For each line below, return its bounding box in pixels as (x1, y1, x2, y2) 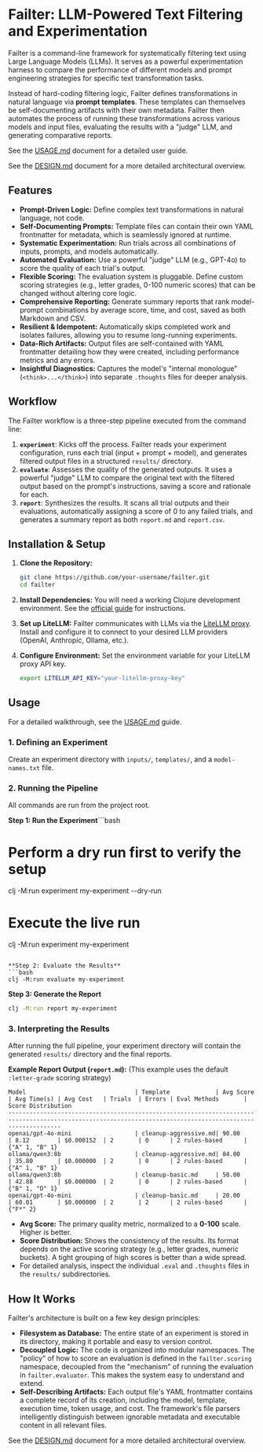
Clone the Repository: (19, 558, 93, 568)
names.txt (8, 765, 41, 772)
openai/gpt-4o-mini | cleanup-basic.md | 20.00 (8, 1191, 241, 1200)
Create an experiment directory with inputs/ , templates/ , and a (8, 754, 213, 765)
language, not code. (19, 213, 85, 222)
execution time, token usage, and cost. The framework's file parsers (19, 1404, 241, 1413)
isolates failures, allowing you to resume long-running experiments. (19, 330, 238, 339)
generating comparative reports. (8, 130, 113, 139)
